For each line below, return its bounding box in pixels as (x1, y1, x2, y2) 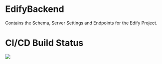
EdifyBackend (5, 3, 64, 15)
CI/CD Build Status (5, 37, 84, 49)
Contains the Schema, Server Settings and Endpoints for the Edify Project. (5, 20, 158, 26)
